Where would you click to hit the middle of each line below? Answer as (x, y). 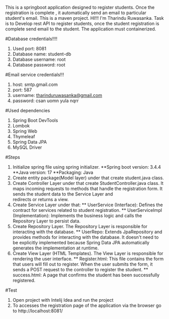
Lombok (21, 126)
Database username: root (39, 59)
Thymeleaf (24, 136)
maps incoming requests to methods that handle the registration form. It (88, 188)
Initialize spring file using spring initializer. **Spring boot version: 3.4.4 (87, 167)
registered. (24, 280)
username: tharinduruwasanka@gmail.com (57, 95)
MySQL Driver (27, 147)
